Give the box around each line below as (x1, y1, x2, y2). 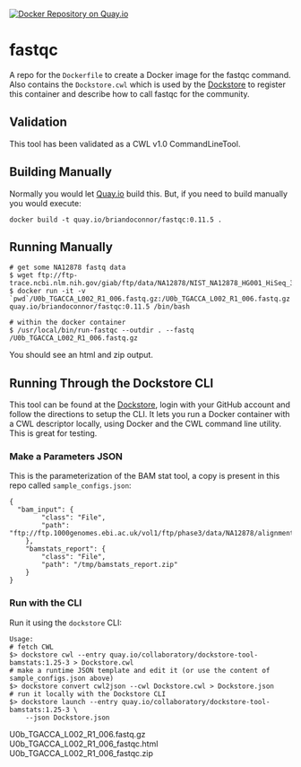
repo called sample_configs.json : (9, 480, 132, 491)
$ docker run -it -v (9, 287, 87, 296)
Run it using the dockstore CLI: (9, 617, 123, 628)
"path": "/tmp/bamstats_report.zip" (41, 561, 178, 570)
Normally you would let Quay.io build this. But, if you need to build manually (9, 188, 288, 199)
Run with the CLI (9, 597, 82, 609)
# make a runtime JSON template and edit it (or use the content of (9, 666, 271, 675)
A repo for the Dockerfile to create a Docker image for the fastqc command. (9, 69, 291, 80)
